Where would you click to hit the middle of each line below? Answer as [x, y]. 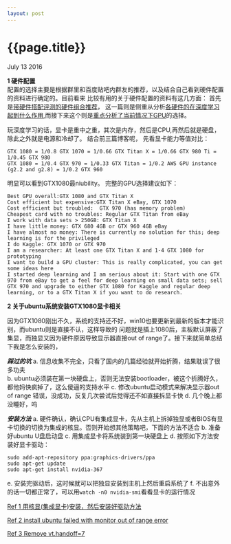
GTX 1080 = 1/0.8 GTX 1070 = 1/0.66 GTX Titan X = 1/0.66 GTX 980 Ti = [112, 151]
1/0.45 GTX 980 [29, 157]
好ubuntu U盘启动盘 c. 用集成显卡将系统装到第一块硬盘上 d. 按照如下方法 [110, 436]
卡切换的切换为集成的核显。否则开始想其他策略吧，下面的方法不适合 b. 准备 [114, 427]
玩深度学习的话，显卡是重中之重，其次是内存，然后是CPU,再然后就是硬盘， [114, 130]
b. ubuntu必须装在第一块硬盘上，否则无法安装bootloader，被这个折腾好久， [114, 378]
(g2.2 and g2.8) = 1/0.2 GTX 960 [55, 169]
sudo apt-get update [37, 464]
